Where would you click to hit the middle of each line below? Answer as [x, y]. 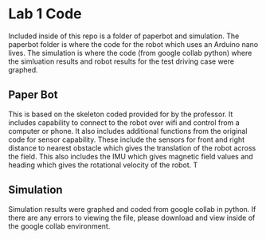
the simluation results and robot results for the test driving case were [121, 61]
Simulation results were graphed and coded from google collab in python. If [132, 209]
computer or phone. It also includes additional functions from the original [128, 131]
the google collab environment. [59, 226]
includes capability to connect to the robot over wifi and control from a [124, 122]
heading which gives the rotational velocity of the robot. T [103, 165]
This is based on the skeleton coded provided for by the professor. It [121, 114]
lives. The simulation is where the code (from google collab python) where [130, 53]
